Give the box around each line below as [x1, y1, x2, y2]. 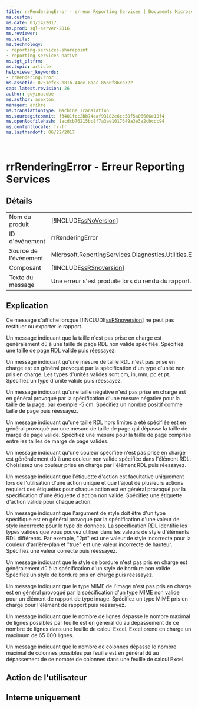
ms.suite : [6, 36, 31, 42]
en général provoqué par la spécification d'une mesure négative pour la [6, 394, 180, 402]
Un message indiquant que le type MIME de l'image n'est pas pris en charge [6, 582, 192, 589]
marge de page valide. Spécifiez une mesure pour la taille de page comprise [6, 431, 192, 438]
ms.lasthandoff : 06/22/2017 [6, 129, 75, 136]
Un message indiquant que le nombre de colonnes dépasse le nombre [6, 643, 177, 650]
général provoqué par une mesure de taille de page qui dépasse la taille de [6, 425, 188, 432]
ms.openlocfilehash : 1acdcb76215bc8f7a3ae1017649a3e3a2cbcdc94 [6, 119, 165, 125]
